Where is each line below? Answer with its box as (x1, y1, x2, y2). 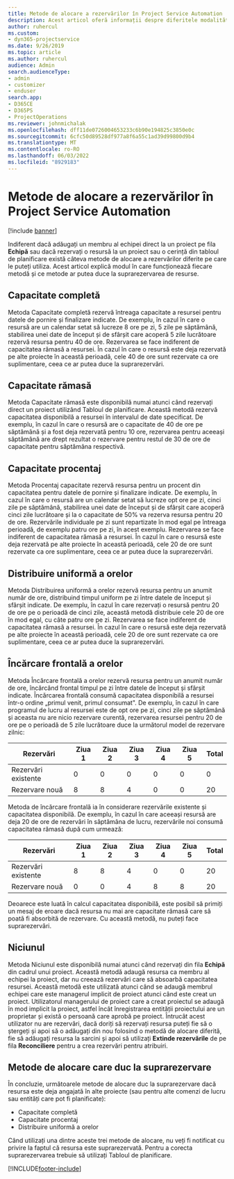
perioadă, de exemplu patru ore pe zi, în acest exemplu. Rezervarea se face (8, 525, 224, 534)
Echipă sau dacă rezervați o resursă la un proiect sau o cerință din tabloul (8, 247, 219, 256)
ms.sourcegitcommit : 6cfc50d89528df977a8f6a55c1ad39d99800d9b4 (8, 133, 195, 140)
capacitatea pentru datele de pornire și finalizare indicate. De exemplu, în (8, 488, 217, 497)
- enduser (8, 88, 37, 94)
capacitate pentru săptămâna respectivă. (8, 443, 126, 451)
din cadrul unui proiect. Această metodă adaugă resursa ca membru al (8, 967, 210, 976)
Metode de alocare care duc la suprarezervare (8, 1061, 212, 1073)
